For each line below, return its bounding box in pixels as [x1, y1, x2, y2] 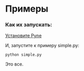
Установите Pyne [5, 32, 42, 39]
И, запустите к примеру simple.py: [5, 43, 79, 49]
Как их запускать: [5, 21, 52, 28]
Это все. [5, 61, 24, 67]
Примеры [5, 3, 49, 15]
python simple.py [5, 52, 42, 57]
